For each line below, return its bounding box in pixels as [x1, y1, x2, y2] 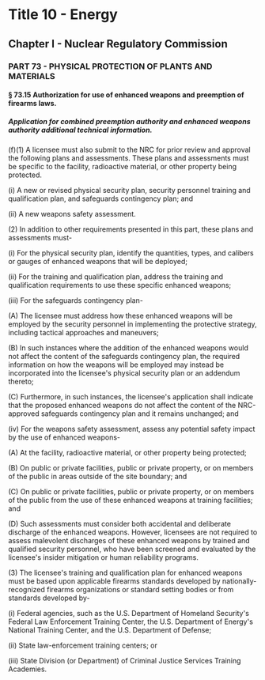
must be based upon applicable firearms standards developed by [8, 576, 221, 586]
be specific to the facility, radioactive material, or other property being [8, 162, 237, 172]
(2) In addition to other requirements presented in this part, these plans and [8, 225, 254, 234]
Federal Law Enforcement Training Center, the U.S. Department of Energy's [8, 617, 253, 626]
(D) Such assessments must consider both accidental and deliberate [8, 519, 232, 529]
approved [8, 409, 40, 418]
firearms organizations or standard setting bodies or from [47, 585, 234, 595]
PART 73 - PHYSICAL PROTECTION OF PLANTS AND [8, 61, 213, 72]
